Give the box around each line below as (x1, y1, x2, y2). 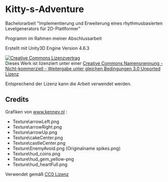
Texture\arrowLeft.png (12, 118, 60, 125)
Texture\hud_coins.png (12, 150, 61, 157)
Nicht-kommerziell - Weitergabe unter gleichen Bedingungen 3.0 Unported (5, 66, 160, 72)
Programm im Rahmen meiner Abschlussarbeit (5, 35, 102, 41)
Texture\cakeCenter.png (12, 135, 63, 141)
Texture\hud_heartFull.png (12, 161, 68, 167)
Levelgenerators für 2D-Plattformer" (5, 25, 81, 31)
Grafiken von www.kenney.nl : (5, 108, 68, 114)
